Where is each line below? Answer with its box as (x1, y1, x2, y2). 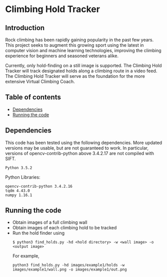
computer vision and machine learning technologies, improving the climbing (5, 48, 161, 53)
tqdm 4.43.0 (5, 188, 30, 193)
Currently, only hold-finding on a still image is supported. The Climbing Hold (5, 63, 162, 68)
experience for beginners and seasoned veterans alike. (5, 53, 119, 59)
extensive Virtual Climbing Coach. (5, 79, 75, 84)
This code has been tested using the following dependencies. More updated (5, 140, 162, 146)
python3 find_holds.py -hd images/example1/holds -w (12, 262, 125, 268)
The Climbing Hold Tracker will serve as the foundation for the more (5, 73, 145, 79)
